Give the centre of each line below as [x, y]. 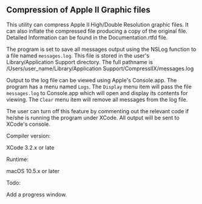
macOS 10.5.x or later [33, 171]
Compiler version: [29, 136]
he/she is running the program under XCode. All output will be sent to [93, 117]
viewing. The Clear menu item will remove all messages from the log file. [97, 99]
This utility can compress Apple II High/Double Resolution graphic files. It [98, 24]
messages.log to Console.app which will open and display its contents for [97, 93]
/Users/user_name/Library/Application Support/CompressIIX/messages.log [100, 68]
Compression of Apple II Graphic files [78, 10]
